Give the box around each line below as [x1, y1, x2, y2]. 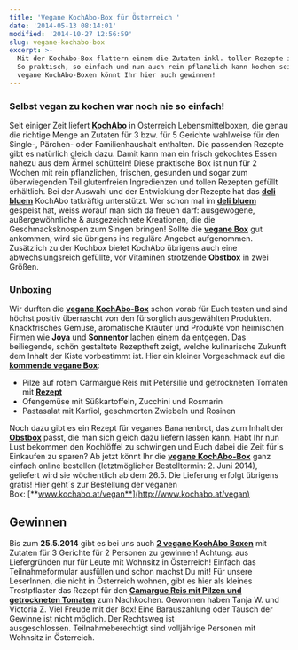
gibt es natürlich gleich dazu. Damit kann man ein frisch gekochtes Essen [9, 148, 278, 160]
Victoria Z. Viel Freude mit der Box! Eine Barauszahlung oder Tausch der [9, 604, 273, 615]
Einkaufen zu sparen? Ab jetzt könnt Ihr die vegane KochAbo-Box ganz [9, 451, 271, 462]
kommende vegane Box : [9, 360, 100, 371]
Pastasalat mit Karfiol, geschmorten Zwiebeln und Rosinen [21, 405, 237, 417]
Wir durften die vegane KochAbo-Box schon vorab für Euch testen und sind [9, 303, 288, 315]
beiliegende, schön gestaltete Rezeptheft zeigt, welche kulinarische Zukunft [9, 341, 286, 352]
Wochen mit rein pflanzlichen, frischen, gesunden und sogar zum [9, 168, 248, 178]
